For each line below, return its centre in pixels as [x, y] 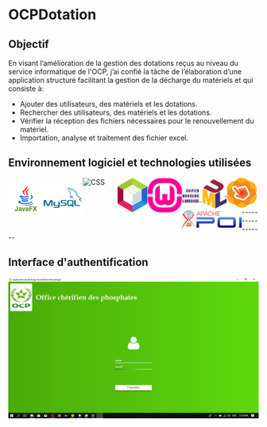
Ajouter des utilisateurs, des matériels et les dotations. [108, 104]
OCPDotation [52, 15]
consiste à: [26, 88]
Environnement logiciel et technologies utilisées [130, 163]
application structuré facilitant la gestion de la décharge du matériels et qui [131, 80]
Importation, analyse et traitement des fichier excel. [104, 138]
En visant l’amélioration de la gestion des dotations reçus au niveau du [123, 63]
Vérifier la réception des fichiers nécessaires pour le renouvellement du [137, 121]
